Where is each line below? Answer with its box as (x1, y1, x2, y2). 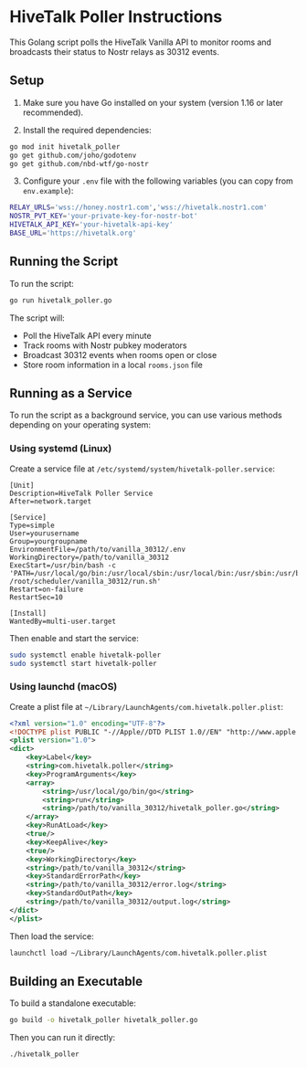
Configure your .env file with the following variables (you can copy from (22, 175, 294, 186)
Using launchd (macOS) (9, 681, 118, 693)
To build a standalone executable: (9, 998, 137, 1009)
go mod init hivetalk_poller (9, 142, 121, 152)
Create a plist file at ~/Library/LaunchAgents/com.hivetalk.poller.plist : (9, 701, 284, 712)
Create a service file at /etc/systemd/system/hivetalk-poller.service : (9, 463, 276, 474)
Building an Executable (9, 973, 143, 989)
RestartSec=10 (9, 592, 64, 602)
